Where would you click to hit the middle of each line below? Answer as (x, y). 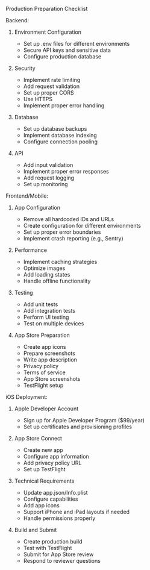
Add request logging (49, 178)
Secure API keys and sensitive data (67, 50)
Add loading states (47, 274)
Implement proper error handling (64, 105)
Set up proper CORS (48, 92)
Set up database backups (55, 129)
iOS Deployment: (27, 397)
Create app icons (45, 347)
